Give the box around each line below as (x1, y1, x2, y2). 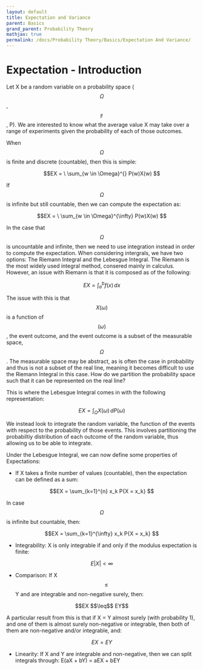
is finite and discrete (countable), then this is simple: (6, 158, 137, 165)
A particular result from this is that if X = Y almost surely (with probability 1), (6, 614, 195, 622)
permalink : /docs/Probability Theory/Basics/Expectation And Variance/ (6, 37, 191, 43)
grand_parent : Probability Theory (6, 25, 94, 32)
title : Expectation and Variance (6, 15, 91, 21)
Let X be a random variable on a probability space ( (6, 83, 135, 90)
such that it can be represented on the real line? (6, 377, 126, 385)
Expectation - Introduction (6, 63, 142, 77)
